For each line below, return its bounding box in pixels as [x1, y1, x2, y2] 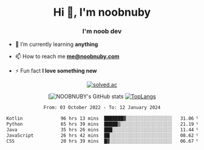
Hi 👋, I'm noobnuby [53, 5, 151, 19]
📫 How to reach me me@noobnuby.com [15, 53, 120, 60]
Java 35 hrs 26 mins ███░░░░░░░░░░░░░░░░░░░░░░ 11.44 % [6, 127, 200, 133]
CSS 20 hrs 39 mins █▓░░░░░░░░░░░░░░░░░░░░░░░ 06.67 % [6, 138, 200, 144]
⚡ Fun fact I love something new [15, 67, 97, 74]
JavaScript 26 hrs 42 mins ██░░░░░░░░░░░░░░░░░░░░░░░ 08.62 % [6, 132, 200, 139]
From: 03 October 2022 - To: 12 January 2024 [43, 105, 161, 111]
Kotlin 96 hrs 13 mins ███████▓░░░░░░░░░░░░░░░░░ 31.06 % [6, 116, 200, 122]
